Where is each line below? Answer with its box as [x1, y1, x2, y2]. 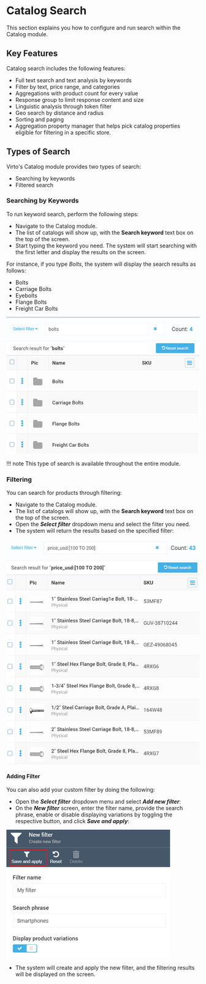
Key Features [6, 48, 58, 59]
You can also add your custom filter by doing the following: [6, 786, 155, 794]
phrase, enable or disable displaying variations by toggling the [15, 811, 173, 818]
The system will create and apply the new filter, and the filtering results [15, 964, 195, 972]
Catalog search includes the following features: [6, 64, 126, 72]
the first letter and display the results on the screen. [15, 248, 146, 255]
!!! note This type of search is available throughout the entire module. [6, 460, 181, 467]
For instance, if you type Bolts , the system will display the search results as [6, 260, 196, 268]
